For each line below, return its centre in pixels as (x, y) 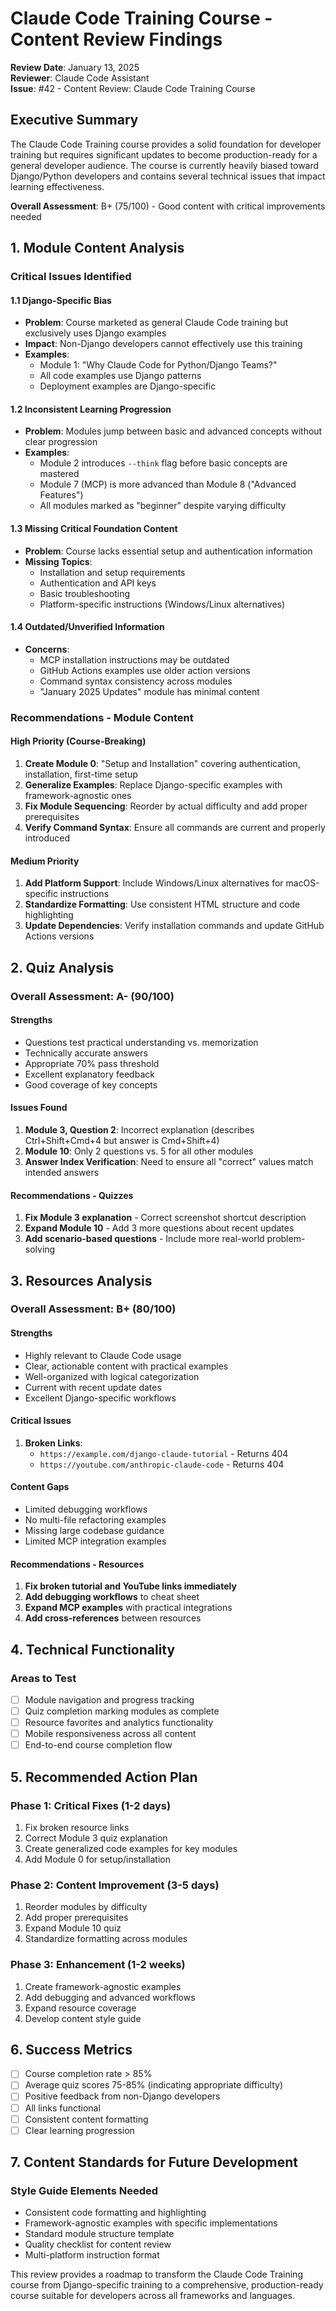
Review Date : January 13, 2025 (75, 67)
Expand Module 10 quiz (73, 1928)
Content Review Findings (116, 39)
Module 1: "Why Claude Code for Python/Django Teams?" (158, 365)
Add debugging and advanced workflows (110, 1997)
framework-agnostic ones (78, 795)
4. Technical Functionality (93, 1649)
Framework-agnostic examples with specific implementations (151, 2223)
